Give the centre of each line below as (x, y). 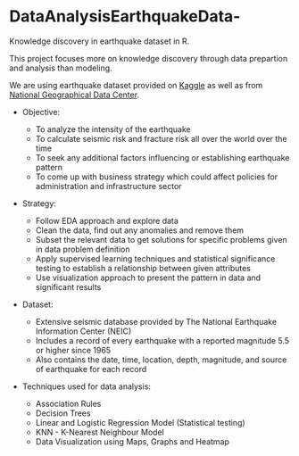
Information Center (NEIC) (83, 331)
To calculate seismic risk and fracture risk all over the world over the (161, 138)
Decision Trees (63, 413)
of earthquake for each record (91, 369)
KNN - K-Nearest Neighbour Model (100, 432)
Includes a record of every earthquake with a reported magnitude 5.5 (162, 340)
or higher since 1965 (73, 350)
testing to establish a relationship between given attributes (143, 268)
